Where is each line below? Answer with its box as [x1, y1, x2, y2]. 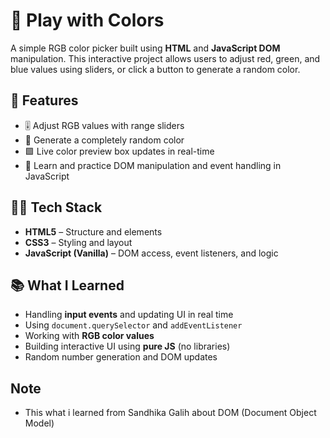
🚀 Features [10, 92, 79, 109]
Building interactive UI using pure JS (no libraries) [24, 340, 231, 353]
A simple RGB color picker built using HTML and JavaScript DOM [10, 42, 281, 54]
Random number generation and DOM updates [24, 351, 218, 363]
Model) [24, 417, 55, 429]
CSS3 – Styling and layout [24, 236, 133, 248]
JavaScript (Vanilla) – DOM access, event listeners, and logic [24, 247, 279, 259]
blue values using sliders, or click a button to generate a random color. [10, 63, 301, 75]
